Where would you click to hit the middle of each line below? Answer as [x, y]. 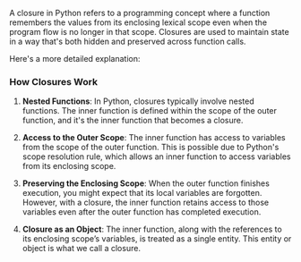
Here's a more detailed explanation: [75, 59]
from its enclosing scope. [69, 166]
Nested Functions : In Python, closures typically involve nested [138, 101]
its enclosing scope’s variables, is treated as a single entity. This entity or [157, 239]
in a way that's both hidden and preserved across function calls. [128, 41]
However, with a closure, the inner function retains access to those [146, 203]
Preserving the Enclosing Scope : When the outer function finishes [146, 183]
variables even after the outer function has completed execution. [142, 212]
